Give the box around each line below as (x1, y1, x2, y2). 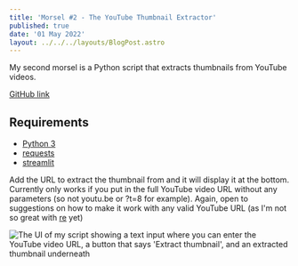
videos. (9, 72, 36, 83)
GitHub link (9, 89, 51, 100)
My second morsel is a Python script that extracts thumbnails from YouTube (9, 62, 287, 73)
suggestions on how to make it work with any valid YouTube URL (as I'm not (9, 203, 287, 214)
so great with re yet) (9, 213, 84, 223)
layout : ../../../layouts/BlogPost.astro (9, 37, 165, 47)
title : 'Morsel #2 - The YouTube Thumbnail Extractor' (9, 12, 217, 22)
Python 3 (21, 139, 56, 149)
